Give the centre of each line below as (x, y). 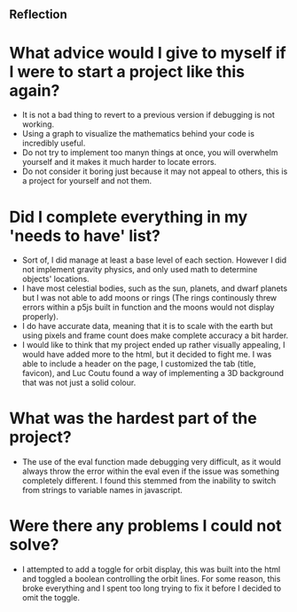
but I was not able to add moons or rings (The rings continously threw (149, 298)
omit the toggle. (51, 598)
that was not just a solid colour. (79, 383)
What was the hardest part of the (133, 418)
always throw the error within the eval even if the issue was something (151, 471)
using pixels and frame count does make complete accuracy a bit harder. (155, 335)
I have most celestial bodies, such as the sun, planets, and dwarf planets (155, 288)
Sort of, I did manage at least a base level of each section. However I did (154, 260)
